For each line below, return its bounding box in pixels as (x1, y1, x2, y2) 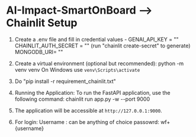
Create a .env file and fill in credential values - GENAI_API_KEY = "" (14, 36, 179, 43)
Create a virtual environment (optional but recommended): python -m (14, 60, 184, 67)
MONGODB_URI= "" (14, 48, 63, 55)
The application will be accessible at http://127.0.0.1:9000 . (14, 107, 162, 114)
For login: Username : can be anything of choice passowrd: (14, 118, 160, 125)
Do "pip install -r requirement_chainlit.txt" (14, 78, 117, 85)
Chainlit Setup (6, 16, 78, 30)
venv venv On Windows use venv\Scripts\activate (14, 66, 140, 73)
